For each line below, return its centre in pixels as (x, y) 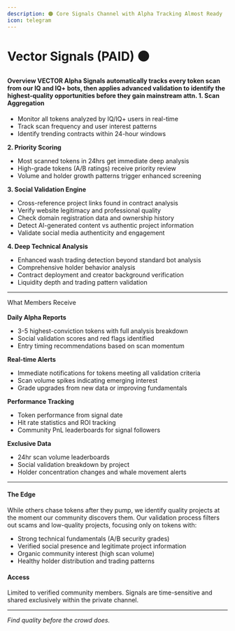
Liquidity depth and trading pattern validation (83, 282)
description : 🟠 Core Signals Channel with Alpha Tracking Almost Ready (115, 14)
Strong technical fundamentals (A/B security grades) (93, 539)
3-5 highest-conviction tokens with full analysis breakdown (103, 331)
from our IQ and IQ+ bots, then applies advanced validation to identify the (116, 88)
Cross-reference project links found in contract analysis (98, 203)
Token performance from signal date (70, 415)
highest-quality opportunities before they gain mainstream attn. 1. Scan (114, 96)
